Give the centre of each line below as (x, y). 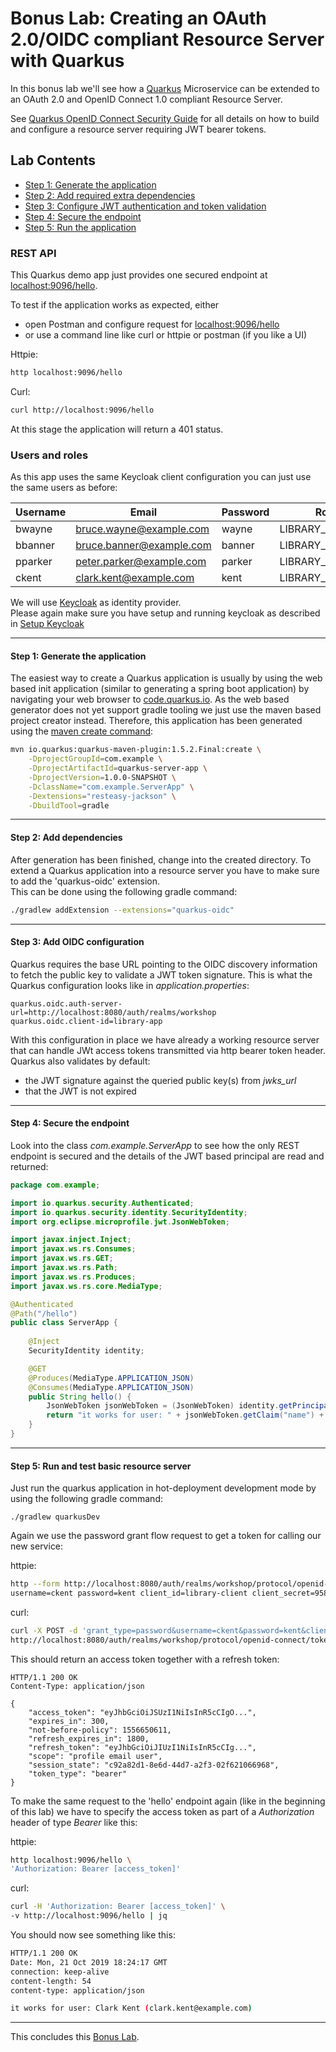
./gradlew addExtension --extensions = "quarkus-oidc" (122, 910)
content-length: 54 (51, 1981)
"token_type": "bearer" (78, 1773)
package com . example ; (55, 1185)
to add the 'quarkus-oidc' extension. (85, 881)
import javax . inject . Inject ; (71, 1240)
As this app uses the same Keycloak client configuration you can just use (161, 477)
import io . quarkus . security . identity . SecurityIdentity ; (129, 1212)
